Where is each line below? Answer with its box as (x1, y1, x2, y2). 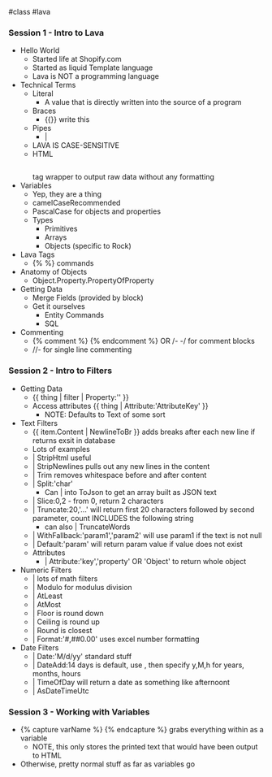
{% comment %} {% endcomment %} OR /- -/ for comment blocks (32, 336, 256, 346)
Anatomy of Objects (19, 267, 88, 277)
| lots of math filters (32, 573, 98, 584)
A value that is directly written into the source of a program (44, 98, 242, 107)
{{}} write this (44, 115, 90, 124)
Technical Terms (19, 80, 76, 90)
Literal (32, 89, 54, 98)
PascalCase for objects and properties (32, 206, 161, 216)
